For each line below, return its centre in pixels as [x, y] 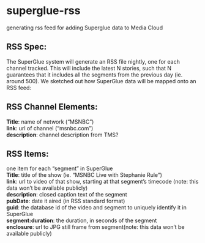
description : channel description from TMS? [62, 135]
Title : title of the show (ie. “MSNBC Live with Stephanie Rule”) [84, 175]
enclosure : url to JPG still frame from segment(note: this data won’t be [95, 227]
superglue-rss [43, 11]
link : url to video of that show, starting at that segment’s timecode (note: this [102, 182]
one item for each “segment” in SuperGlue [60, 168]
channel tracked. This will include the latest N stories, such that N [89, 68]
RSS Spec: [27, 47]
